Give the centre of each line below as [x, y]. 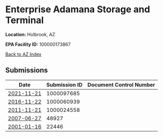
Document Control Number [121, 84]
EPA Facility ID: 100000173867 [38, 44]
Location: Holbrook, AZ [30, 34]
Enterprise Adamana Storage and [78, 9]
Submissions [26, 70]
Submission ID [64, 84]
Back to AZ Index [23, 54]
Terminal [25, 20]
